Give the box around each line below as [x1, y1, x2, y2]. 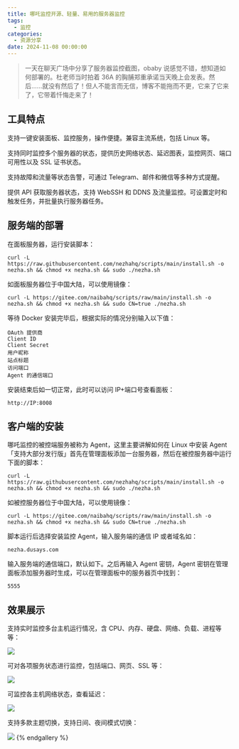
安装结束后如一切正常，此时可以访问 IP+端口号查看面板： [7, 385, 175, 393]
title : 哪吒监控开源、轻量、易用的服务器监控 [7, 10, 126, 18]
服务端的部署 [7, 220, 64, 232]
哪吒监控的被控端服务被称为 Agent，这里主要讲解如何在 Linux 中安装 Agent [7, 440, 228, 449]
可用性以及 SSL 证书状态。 [7, 157, 85, 166]
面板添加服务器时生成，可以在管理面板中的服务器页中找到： [7, 568, 182, 577]
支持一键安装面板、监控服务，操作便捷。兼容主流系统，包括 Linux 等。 [7, 133, 214, 142]
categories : [7, 30, 43, 38]
